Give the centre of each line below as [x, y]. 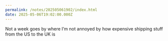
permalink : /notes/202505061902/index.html [51, 10]
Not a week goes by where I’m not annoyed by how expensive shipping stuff [84, 28]
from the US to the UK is [30, 34]
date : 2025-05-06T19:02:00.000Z [39, 14]
